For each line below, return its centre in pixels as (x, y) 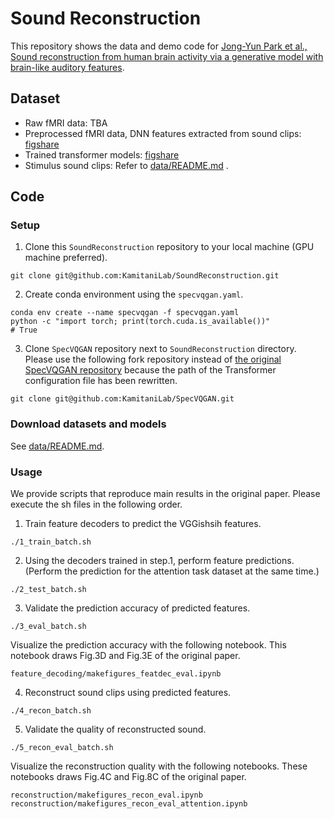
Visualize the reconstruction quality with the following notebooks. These (159, 766)
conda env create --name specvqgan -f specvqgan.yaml (125, 313)
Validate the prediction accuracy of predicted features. (137, 608)
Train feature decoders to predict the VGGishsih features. (143, 524)
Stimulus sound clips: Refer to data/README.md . (126, 165)
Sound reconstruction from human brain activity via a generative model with (167, 56)
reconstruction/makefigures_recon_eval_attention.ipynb (129, 804)
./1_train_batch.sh (51, 542)
